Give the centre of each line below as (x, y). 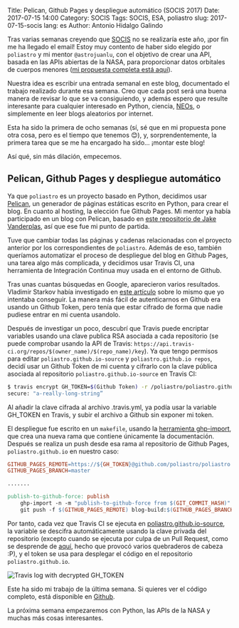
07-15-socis (25, 25)
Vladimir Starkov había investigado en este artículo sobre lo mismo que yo (116, 292)
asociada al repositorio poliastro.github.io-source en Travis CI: (102, 374)
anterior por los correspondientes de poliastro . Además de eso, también (115, 247)
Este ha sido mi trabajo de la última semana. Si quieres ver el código (107, 589)
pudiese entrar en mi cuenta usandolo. (64, 314)
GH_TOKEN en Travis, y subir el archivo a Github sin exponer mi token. (111, 415)
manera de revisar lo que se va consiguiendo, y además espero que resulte (118, 98)
